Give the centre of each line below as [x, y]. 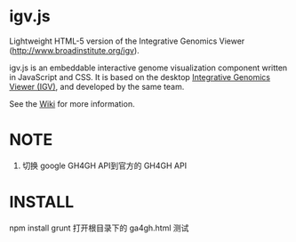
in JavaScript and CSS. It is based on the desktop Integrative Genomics [140, 77]
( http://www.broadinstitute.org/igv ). [74, 50]
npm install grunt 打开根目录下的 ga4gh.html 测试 [99, 228]
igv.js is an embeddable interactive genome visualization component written [148, 68]
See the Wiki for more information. [72, 103]
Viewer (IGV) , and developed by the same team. [97, 86]
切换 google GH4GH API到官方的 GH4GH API [104, 165]
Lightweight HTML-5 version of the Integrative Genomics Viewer [127, 41]
